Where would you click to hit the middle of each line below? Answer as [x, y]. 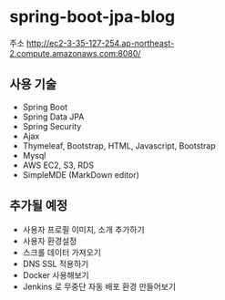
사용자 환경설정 [50, 241]
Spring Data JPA [53, 117]
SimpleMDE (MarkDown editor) [81, 174]
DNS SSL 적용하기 [56, 264]
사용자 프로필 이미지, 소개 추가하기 [83, 229]
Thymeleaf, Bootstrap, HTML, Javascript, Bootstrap [119, 145]
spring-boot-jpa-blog [92, 17]
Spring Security [52, 126]
